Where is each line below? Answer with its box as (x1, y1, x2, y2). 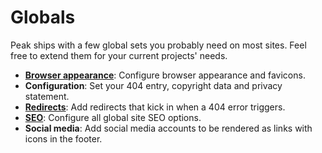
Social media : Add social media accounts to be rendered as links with (24, 122, 313, 134)
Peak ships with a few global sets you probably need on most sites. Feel (10, 39, 307, 51)
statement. (24, 90, 70, 102)
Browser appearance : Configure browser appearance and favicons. (24, 69, 306, 81)
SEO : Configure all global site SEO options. (24, 111, 202, 123)
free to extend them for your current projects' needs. (10, 49, 228, 61)
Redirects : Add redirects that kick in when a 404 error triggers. (24, 101, 286, 113)
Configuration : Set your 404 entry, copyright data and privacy (24, 79, 283, 91)
